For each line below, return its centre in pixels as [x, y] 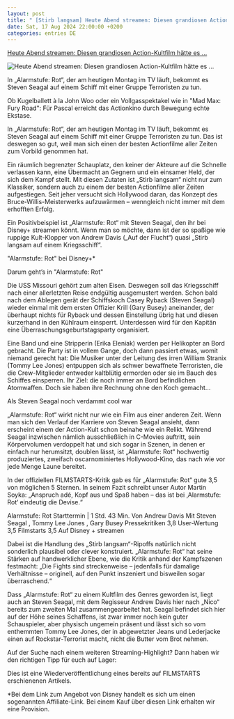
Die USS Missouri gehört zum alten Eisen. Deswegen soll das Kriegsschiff [113, 286]
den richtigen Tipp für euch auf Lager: [62, 660]
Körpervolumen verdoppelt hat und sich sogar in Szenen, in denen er [106, 444]
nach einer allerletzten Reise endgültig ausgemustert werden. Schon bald [112, 293]
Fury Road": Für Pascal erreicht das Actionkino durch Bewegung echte [109, 108]
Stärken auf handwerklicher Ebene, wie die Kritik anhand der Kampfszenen [115, 559]
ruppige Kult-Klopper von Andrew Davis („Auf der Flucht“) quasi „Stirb [108, 238]
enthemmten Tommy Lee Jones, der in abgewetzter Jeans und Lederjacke [114, 632]
